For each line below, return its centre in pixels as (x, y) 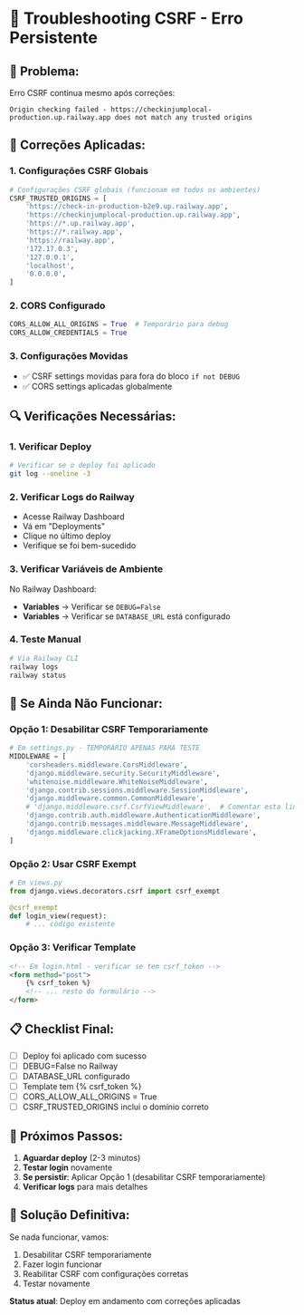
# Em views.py (36, 883)
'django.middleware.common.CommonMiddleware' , (115, 798)
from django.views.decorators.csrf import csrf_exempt (115, 891)
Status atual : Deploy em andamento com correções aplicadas (125, 1300)
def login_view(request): (58, 916)
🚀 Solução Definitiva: (70, 1215)
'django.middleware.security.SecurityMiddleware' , (123, 773)
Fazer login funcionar (62, 1264)
